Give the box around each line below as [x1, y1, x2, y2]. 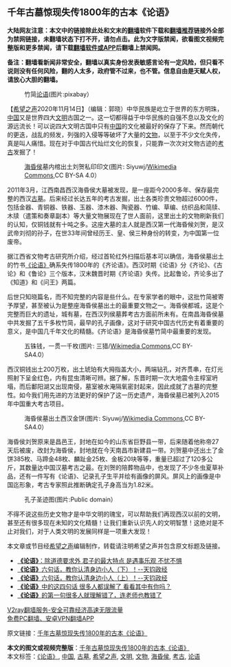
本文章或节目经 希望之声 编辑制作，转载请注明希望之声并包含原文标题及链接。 [7, 541, 224, 550]
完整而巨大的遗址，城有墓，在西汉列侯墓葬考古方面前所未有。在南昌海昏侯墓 [7, 310, 224, 318]
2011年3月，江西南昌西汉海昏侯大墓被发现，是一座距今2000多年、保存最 [7, 186, 213, 194]
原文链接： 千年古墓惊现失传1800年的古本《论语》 [7, 628, 148, 637]
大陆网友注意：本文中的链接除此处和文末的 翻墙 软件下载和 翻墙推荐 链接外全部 [7, 26, 224, 34]
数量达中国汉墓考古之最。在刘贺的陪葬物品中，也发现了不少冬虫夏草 [25, 463, 218, 471]
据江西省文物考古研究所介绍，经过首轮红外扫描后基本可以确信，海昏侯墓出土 [7, 252, 224, 260]
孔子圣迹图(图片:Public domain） [24, 495, 117, 504]
